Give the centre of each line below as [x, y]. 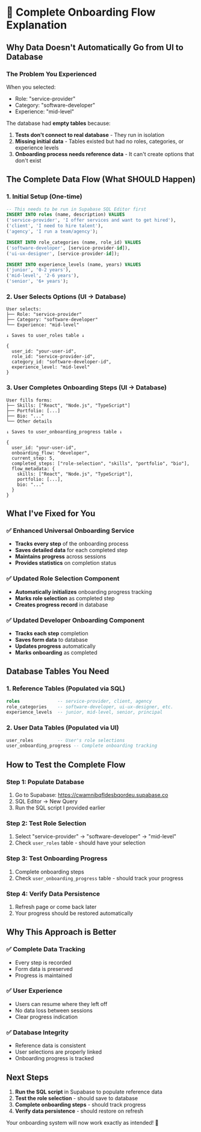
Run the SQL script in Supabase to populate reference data [88, 1092]
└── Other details [29, 421]
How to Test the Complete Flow [66, 765]
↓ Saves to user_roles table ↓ [45, 336]
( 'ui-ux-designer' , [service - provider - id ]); [63, 253]
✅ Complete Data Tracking [46, 949]
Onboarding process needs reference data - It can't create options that [104, 154]
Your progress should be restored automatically [74, 913]
